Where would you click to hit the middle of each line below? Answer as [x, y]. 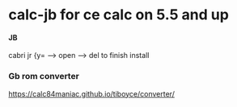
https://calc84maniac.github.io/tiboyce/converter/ [92, 93]
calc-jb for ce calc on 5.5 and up [118, 15]
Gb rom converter [44, 76]
